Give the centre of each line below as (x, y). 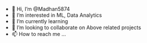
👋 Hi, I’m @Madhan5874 (41, 9)
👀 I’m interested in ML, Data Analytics (57, 15)
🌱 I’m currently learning (40, 21)
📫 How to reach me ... (39, 34)
